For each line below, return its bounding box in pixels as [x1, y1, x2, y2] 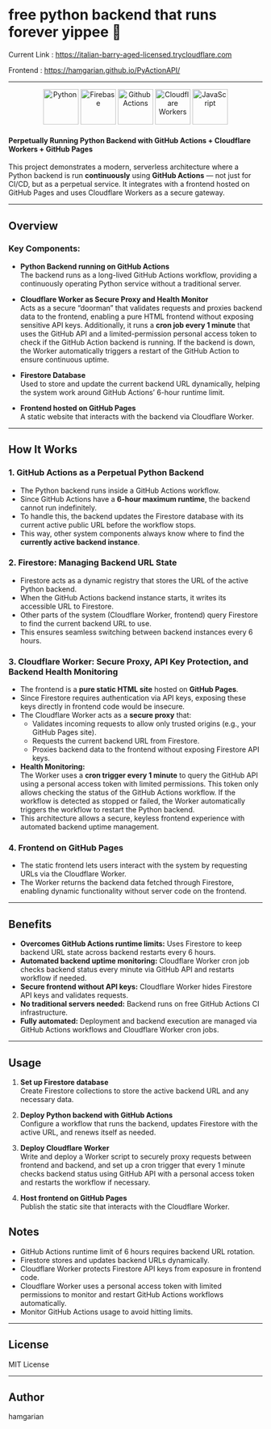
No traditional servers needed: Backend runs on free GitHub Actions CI [19, 999, 260, 1009]
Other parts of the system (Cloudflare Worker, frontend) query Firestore [19, 609, 258, 620]
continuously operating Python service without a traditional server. [19, 278, 242, 288]
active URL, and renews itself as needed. [19, 1127, 156, 1138]
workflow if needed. [19, 973, 87, 983]
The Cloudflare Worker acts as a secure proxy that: [19, 710, 192, 720]
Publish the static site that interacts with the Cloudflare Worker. [19, 1202, 230, 1211]
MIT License [8, 1359, 50, 1369]
